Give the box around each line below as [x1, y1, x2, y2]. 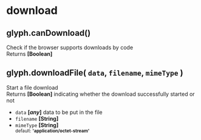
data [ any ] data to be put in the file [15, 108, 103, 116]
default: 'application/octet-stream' [15, 128, 90, 134]
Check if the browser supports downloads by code [6, 44, 134, 51]
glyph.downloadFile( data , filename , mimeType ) [6, 68, 183, 78]
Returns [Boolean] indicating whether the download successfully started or [6, 90, 196, 98]
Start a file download [6, 84, 59, 91]
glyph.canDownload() [6, 28, 91, 38]
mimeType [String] [15, 121, 59, 128]
